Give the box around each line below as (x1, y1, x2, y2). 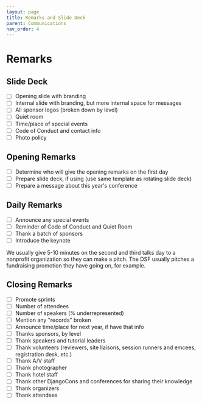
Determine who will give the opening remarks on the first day (15, 168, 169, 175)
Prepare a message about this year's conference (15, 182, 138, 189)
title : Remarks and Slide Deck (6, 15, 86, 21)
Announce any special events (15, 216, 89, 223)
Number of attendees (15, 302, 69, 310)
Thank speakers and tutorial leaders (15, 336, 106, 344)
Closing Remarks (6, 280, 73, 290)
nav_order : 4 (6, 26, 40, 32)
